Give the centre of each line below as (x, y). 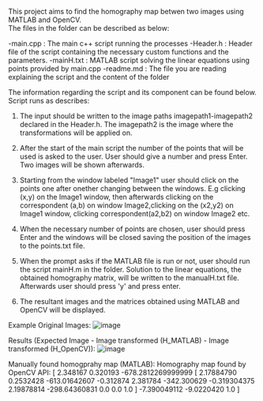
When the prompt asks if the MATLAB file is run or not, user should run (135, 261)
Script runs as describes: (49, 101)
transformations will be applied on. (76, 133)
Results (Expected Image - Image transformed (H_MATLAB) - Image (118, 340)
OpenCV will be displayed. (62, 310)
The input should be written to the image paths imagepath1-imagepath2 (136, 116)
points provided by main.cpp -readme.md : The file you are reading (117, 69)
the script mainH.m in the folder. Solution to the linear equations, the (131, 269)
